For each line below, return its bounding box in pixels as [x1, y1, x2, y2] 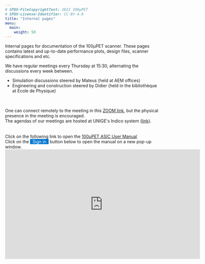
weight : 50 [14, 30, 36, 35]
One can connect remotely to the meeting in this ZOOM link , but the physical [5, 108, 158, 113]
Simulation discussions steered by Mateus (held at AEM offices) [12, 77, 140, 83]
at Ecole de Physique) [12, 88, 56, 94]
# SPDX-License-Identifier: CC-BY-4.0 [5, 12, 84, 17]
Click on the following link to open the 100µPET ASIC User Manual [5, 133, 137, 139]
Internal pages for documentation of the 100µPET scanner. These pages [5, 43, 150, 49]
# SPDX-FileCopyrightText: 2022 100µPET [5, 7, 89, 12]
